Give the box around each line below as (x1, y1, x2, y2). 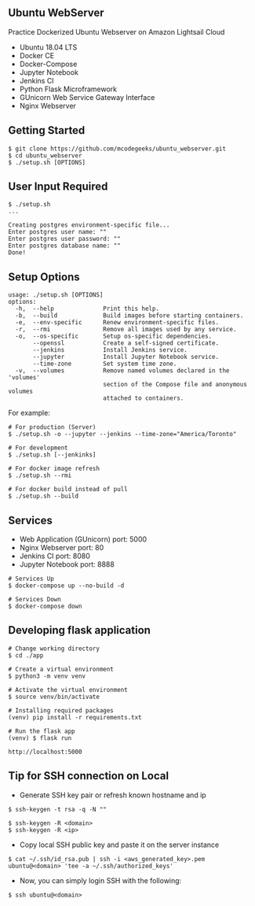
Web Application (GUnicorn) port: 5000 (19, 534, 148, 544)
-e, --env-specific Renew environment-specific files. (15, 319, 220, 327)
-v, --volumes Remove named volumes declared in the (15, 367, 230, 375)
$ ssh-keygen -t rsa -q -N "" (8, 805, 107, 813)
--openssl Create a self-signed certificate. (32, 339, 220, 347)
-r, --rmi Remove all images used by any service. (15, 326, 237, 334)
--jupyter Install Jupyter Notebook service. (32, 353, 220, 361)
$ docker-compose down (8, 602, 82, 611)
